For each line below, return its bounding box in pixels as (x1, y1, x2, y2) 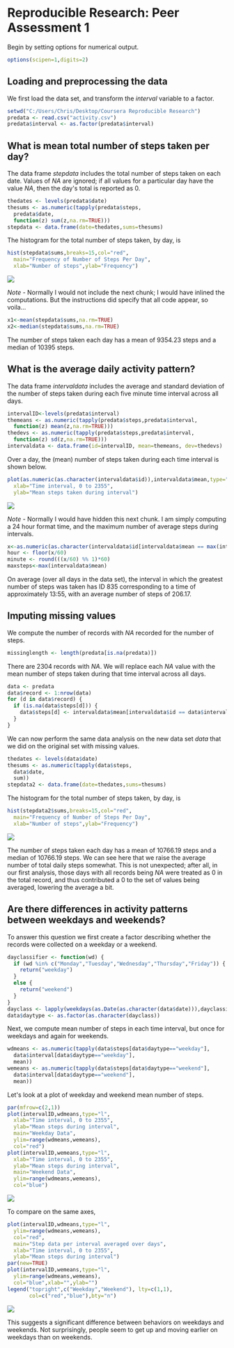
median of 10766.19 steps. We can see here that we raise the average (7, 853, 206, 862)
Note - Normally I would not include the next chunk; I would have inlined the (7, 288, 225, 297)
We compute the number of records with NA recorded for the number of (7, 628, 214, 637)
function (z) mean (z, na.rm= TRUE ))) (13, 423, 114, 430)
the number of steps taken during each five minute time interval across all (7, 389, 219, 397)
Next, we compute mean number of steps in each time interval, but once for (7, 1024, 225, 1033)
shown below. (7, 462, 47, 471)
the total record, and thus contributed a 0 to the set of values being (7, 875, 200, 884)
